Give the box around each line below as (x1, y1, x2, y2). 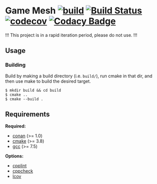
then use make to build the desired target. (5, 78, 91, 84)
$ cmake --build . (5, 96, 43, 102)
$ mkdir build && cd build (5, 88, 61, 93)
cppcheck (12, 168, 33, 174)
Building (5, 61, 26, 68)
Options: (5, 153, 24, 159)
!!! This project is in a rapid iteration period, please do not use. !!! (5, 32, 138, 38)
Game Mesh (5, 5, 56, 16)
